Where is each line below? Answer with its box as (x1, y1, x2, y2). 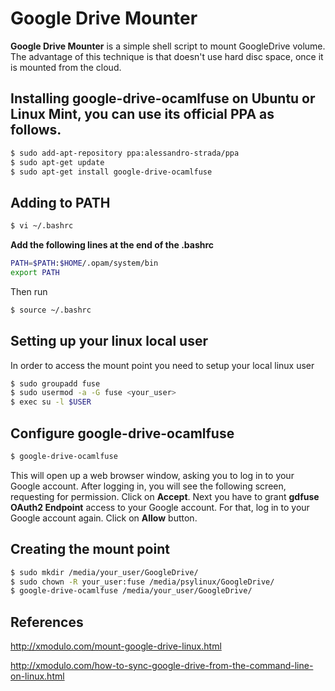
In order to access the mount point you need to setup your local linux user (10, 359, 315, 371)
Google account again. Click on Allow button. (10, 512, 198, 524)
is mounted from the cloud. (10, 61, 122, 73)
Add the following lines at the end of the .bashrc (10, 239, 215, 251)
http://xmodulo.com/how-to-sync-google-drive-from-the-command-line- (10, 660, 314, 672)
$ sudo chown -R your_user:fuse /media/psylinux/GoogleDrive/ (10, 577, 275, 587)
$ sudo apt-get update (10, 157, 105, 167)
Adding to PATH (10, 194, 111, 211)
